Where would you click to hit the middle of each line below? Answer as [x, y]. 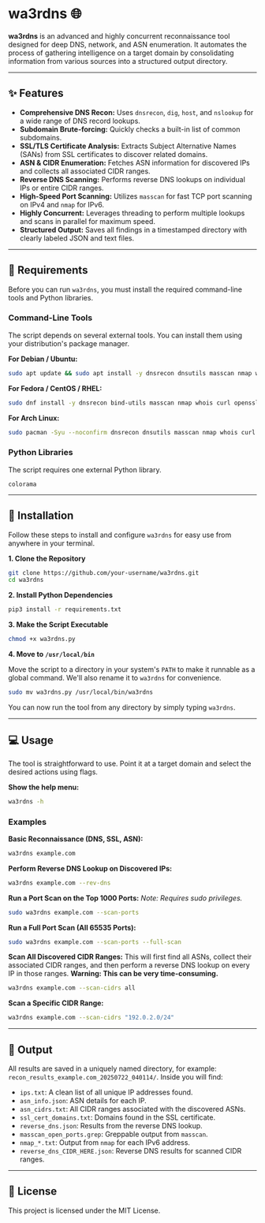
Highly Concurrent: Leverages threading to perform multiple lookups [132, 213]
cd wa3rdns [26, 580]
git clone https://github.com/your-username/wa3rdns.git [104, 572]
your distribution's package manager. [69, 343]
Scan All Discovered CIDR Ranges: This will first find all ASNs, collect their [130, 957]
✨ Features [36, 93]
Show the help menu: [44, 787]
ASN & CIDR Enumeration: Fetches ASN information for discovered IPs [134, 162]
